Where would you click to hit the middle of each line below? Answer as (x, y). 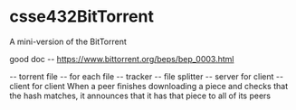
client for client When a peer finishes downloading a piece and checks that (148, 86)
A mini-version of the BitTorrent (68, 41)
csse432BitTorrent (81, 17)
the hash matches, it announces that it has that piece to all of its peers (140, 96)
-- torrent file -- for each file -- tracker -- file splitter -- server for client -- (146, 76)
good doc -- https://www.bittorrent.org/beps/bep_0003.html (122, 59)
